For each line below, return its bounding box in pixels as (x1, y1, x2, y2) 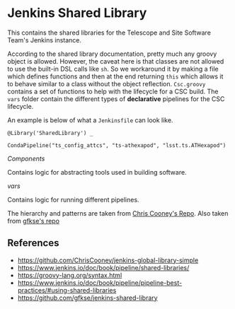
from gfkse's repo (7, 216, 60, 225)
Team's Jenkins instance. (7, 35, 82, 44)
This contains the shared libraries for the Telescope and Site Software (7, 28, 211, 37)
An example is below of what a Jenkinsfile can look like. (7, 115, 173, 124)
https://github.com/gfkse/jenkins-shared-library (17, 293, 158, 302)
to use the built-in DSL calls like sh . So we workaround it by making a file (7, 64, 219, 73)
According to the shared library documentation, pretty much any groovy (7, 49, 217, 58)
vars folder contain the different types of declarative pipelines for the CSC (7, 94, 225, 103)
